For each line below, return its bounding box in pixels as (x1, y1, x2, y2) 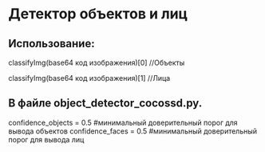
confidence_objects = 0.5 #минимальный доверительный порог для (8, 118, 238, 127)
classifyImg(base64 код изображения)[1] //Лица (8, 74, 171, 82)
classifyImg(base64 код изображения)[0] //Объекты (8, 58, 185, 67)
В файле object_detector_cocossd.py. (8, 97, 203, 110)
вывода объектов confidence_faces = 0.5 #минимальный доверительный (8, 126, 258, 136)
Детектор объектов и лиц (8, 5, 188, 23)
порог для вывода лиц (8, 134, 85, 144)
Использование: (8, 37, 95, 50)
